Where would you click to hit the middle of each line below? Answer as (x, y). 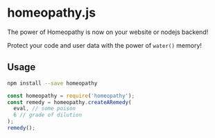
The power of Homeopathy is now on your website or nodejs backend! (108, 32)
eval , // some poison (45, 109)
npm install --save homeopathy (52, 83)
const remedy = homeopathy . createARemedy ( (69, 102)
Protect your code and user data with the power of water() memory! (105, 45)
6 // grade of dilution (48, 115)
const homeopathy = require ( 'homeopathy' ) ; (71, 96)
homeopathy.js (51, 13)
